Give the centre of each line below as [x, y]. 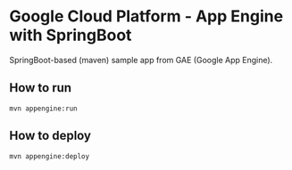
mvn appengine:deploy [50, 156]
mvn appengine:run [43, 109]
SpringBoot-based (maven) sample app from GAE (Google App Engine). [141, 60]
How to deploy [50, 136]
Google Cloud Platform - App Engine [146, 16]
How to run [41, 88]
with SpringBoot [71, 35]
